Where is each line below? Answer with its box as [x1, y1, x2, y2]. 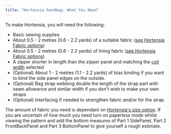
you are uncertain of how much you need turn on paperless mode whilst [5, 112, 157, 118]
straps [12, 91, 27, 97]
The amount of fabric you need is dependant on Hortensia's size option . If [5, 106, 161, 113]
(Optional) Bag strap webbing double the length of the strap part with [12, 80, 158, 86]
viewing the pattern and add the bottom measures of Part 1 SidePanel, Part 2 [5, 117, 166, 123]
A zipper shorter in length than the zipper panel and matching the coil [12, 58, 159, 64]
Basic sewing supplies [12, 31, 60, 37]
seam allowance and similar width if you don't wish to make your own [12, 85, 159, 92]
